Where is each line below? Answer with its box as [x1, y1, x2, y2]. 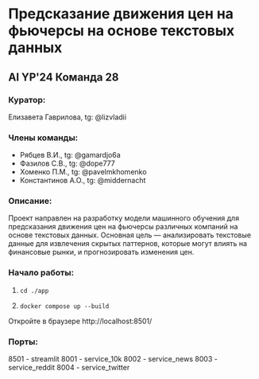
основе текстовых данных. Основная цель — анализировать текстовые [8, 230, 252, 240]
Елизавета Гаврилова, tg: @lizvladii [8, 112, 127, 122]
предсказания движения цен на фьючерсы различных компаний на [8, 222, 238, 232]
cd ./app [19, 287, 49, 295]
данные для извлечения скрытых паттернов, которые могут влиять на [8, 239, 248, 248]
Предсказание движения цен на [8, 5, 234, 23]
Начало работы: [8, 268, 74, 279]
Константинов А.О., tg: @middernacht [19, 176, 146, 186]
